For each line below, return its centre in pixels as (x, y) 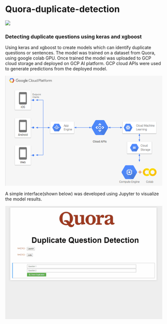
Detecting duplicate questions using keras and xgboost (74, 36)
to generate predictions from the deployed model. (56, 69)
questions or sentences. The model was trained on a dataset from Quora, (80, 53)
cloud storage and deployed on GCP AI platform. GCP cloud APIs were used (83, 63)
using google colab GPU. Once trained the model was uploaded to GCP (78, 58)
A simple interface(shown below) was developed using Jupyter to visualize (82, 193)
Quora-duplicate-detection (63, 9)
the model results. (24, 199)
